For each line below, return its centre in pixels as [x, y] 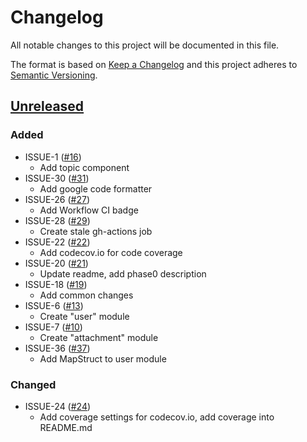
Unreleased [47, 106]
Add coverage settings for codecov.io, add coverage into [157, 417]
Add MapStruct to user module [103, 358]
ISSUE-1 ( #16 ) [53, 157]
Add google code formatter [96, 188]
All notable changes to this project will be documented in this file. [145, 45]
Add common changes [86, 295]
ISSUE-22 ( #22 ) [57, 242]
